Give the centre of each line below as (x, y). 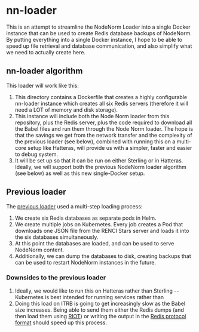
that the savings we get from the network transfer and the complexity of (103, 135)
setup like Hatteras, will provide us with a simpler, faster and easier (110, 147)
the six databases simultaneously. (56, 237)
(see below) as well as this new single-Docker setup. (80, 173)
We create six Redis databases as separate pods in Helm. (85, 218)
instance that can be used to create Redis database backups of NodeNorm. (99, 33)
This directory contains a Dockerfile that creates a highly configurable (101, 97)
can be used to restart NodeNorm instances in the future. (85, 262)
